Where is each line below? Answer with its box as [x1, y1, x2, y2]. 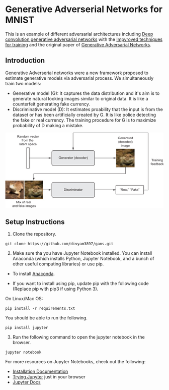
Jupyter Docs [12, 379, 41, 385]
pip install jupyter [5, 325, 49, 330]
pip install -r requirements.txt [5, 306, 75, 311]
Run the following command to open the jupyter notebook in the [12, 334, 145, 340]
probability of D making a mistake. [12, 122, 84, 128]
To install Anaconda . [12, 271, 55, 277]
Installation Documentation [12, 368, 68, 374]
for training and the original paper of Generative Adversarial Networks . [5, 41, 152, 47]
